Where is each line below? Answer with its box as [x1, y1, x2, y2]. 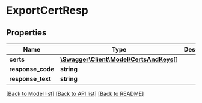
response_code [9, 65, 55, 73]
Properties [6, 28, 47, 38]
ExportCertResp [6, 4, 88, 17]
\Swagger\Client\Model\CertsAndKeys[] [60, 55, 179, 63]
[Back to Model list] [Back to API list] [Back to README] [6, 90, 144, 97]
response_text [9, 75, 51, 83]
